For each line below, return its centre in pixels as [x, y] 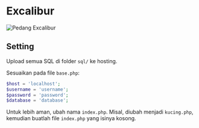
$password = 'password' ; [37, 95]
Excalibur [30, 11]
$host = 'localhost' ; [33, 84]
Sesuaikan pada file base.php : [43, 73]
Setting [20, 47]
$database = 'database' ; [37, 100]
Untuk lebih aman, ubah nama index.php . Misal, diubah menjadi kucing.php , [100, 112]
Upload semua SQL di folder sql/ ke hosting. [62, 61]
